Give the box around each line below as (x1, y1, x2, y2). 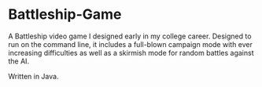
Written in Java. (8, 71, 59, 81)
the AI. (8, 56, 30, 66)
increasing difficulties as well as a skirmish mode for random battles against (8, 48, 254, 57)
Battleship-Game (8, 5, 122, 24)
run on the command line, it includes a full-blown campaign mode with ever (8, 39, 253, 49)
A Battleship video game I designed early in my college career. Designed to (8, 31, 252, 41)
